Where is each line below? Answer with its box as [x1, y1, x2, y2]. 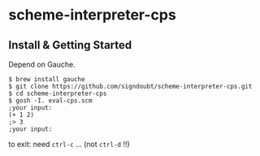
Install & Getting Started [8, 38, 132, 52]
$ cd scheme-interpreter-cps [8, 89, 107, 97]
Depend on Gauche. [8, 59, 76, 69]
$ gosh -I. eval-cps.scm [8, 97, 93, 105]
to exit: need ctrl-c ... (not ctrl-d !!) [8, 140, 130, 149]
